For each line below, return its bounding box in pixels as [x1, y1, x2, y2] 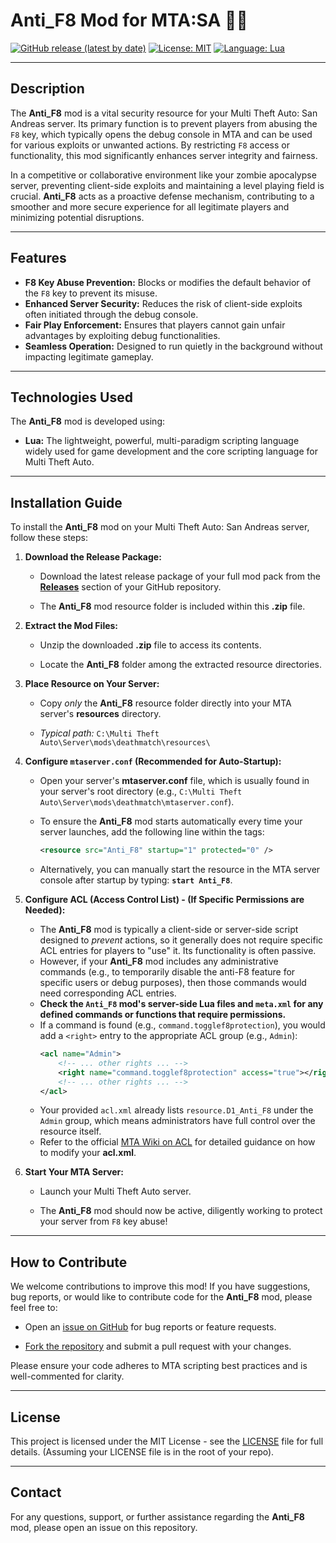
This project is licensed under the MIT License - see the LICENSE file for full [10, 1435, 324, 1448]
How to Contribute [10, 1254, 128, 1271]
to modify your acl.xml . [39, 1147, 137, 1159]
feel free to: [10, 1302, 58, 1314]
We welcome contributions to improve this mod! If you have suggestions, [10, 1280, 311, 1293]
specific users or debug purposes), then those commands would [39, 977, 307, 989]
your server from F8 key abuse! [39, 1215, 168, 1228]
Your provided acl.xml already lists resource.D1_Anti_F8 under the [39, 1104, 314, 1116]
